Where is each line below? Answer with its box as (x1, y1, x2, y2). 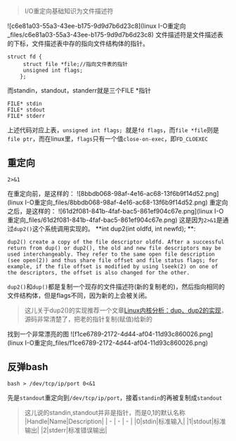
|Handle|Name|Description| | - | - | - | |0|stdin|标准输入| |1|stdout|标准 (24, 417, 226, 426)
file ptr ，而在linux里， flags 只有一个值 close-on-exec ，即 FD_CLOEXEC (7, 135, 209, 143)
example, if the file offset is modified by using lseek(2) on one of (7, 263, 218, 270)
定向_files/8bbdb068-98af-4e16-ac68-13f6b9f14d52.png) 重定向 (39, 198, 228, 206)
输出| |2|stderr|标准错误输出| (24, 426, 107, 434)
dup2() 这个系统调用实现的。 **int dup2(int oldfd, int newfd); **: (13, 224, 196, 232)
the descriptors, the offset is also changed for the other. (7, 269, 190, 276)
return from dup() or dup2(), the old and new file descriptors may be (7, 244, 221, 251)
